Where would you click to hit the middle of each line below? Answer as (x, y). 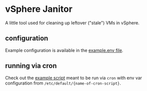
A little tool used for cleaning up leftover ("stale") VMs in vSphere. (72, 23)
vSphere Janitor (39, 9)
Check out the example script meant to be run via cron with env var (74, 78)
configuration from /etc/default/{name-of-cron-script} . (63, 83)
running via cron (31, 66)
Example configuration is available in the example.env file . (64, 50)
